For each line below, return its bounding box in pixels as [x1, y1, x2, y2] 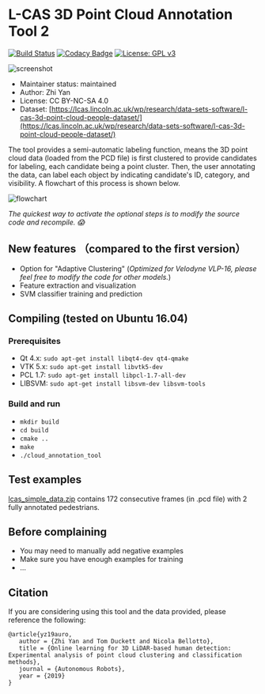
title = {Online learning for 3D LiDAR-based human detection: [18, 644, 232, 653]
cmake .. [19, 435, 49, 443]
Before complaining [8, 525, 108, 538]
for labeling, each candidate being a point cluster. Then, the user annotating [8, 161, 256, 171]
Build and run [8, 398, 61, 409]
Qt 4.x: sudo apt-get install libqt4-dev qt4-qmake [19, 353, 189, 363]
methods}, [8, 658, 41, 666]
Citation [8, 586, 49, 599]
